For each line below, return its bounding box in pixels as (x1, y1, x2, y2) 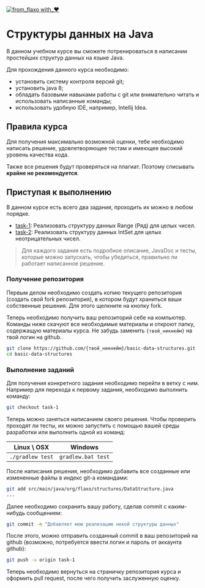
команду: (6, 392, 31, 400)
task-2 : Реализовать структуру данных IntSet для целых (15, 228, 162, 235)
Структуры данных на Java (6, 28, 154, 41)
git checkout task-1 (6, 404, 59, 410)
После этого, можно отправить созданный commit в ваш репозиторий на (6, 532, 198, 540)
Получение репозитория (6, 275, 84, 283)
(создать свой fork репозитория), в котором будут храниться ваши (6, 295, 182, 303)
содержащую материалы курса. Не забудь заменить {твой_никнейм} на (6, 327, 193, 334)
